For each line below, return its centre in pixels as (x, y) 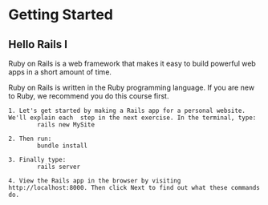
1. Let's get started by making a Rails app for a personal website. (127, 111)
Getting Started (61, 15)
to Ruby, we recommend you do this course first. (89, 96)
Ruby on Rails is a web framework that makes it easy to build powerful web (132, 63)
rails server (59, 167)
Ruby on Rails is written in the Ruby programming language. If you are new (132, 87)
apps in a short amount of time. (60, 72)
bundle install (63, 146)
